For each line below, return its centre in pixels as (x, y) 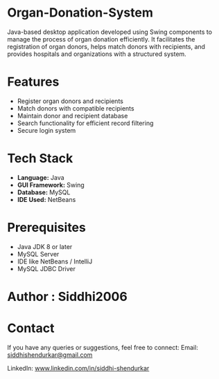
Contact (31, 328)
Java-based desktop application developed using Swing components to (110, 32)
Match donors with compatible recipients (76, 108)
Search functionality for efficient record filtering (85, 123)
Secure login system (46, 130)
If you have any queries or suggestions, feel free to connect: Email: (103, 347)
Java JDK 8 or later (45, 246)
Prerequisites (47, 228)
